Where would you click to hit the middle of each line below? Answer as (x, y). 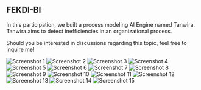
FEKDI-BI (24, 10)
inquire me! (20, 49)
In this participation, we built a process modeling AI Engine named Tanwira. (101, 24)
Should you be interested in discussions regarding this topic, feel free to (97, 43)
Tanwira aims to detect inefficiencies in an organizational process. (89, 31)
